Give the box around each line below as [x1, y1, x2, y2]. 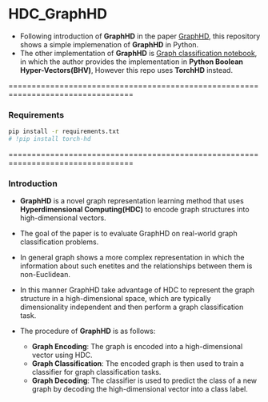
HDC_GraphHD [8, 5, 108, 23]
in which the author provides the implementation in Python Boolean [19, 57, 244, 66]
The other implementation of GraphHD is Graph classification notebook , [19, 48, 258, 58]
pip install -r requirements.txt [8, 127, 120, 136]
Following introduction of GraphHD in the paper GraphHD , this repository [19, 31, 261, 41]
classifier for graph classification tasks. [31, 368, 162, 377]
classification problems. [19, 237, 99, 247]
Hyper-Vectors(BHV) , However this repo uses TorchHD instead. [19, 65, 234, 74]
